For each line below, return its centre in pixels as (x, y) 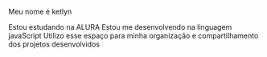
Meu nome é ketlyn (40, 12)
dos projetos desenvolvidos (54, 44)
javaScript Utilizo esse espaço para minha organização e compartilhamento (133, 36)
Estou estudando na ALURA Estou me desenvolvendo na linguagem (120, 27)
